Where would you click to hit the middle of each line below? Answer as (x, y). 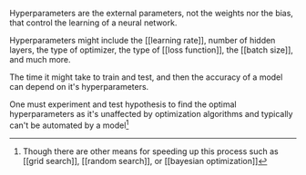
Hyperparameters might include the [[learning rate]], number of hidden (143, 40)
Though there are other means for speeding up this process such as (151, 151)
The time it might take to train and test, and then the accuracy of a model (146, 77)
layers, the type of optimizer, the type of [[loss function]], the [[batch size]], (152, 50)
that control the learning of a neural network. (93, 23)
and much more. (40, 59)
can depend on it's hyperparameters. (79, 87)
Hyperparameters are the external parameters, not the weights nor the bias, (152, 13)
